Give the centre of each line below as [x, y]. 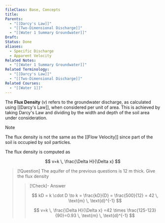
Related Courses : [23, 83]
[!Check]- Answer [48, 185]
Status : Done [18, 42]
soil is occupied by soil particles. [38, 142]
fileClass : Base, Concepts [33, 10]
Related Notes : [21, 60]
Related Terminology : [27, 70]
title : [12, 14]
